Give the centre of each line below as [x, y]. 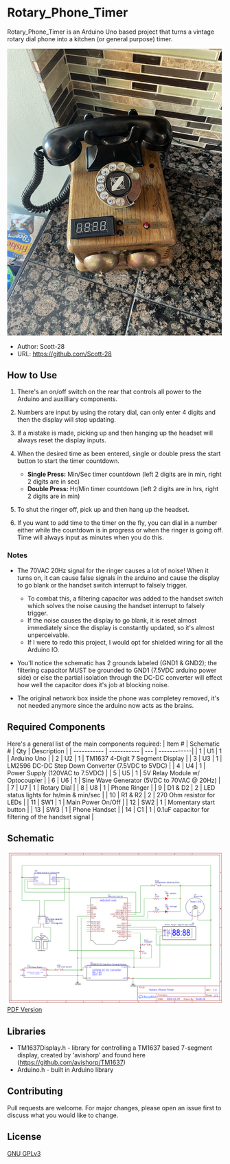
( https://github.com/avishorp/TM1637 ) [71, 1062]
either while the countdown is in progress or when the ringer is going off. [120, 530]
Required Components [56, 727]
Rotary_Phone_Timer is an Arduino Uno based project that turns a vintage [111, 32]
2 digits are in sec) [54, 482]
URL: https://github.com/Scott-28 [64, 354]
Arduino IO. [43, 649]
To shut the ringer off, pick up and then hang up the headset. [103, 510]
